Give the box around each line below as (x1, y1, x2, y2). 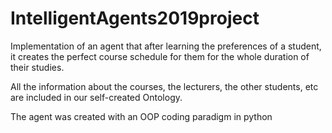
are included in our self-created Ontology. (10, 91, 183, 103)
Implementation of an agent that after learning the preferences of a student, (10, 40, 322, 52)
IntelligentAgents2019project (10, 7, 260, 30)
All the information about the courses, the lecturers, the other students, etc (10, 80, 319, 92)
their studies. (10, 61, 65, 73)
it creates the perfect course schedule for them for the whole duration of (10, 50, 310, 62)
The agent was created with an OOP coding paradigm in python (10, 110, 273, 122)
